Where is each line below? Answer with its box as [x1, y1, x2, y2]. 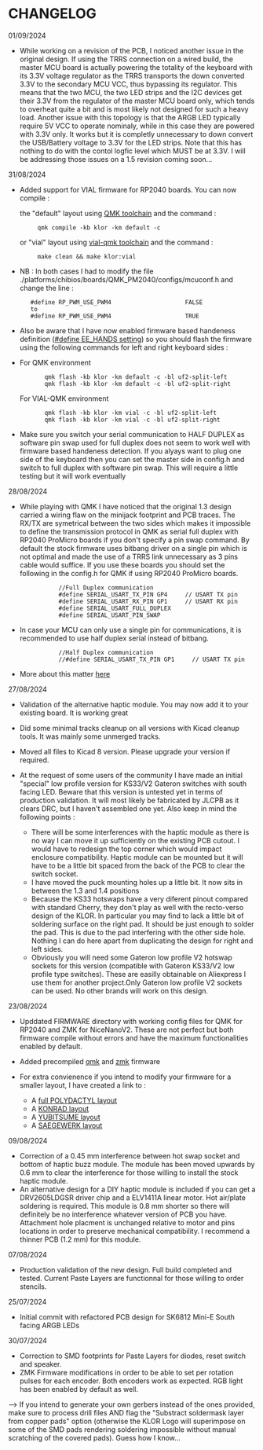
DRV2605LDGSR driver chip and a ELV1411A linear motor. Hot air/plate [19, 1192, 246, 1202]
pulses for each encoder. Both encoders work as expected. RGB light [19, 1376, 243, 1386]
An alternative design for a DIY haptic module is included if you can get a [19, 1184, 256, 1194]
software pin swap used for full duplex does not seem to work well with [19, 438, 250, 447]
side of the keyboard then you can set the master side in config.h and [19, 454, 245, 464]
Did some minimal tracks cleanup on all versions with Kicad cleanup [19, 723, 239, 732]
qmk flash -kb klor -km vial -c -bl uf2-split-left [44, 409, 217, 417]
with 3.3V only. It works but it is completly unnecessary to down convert [19, 129, 254, 138]
